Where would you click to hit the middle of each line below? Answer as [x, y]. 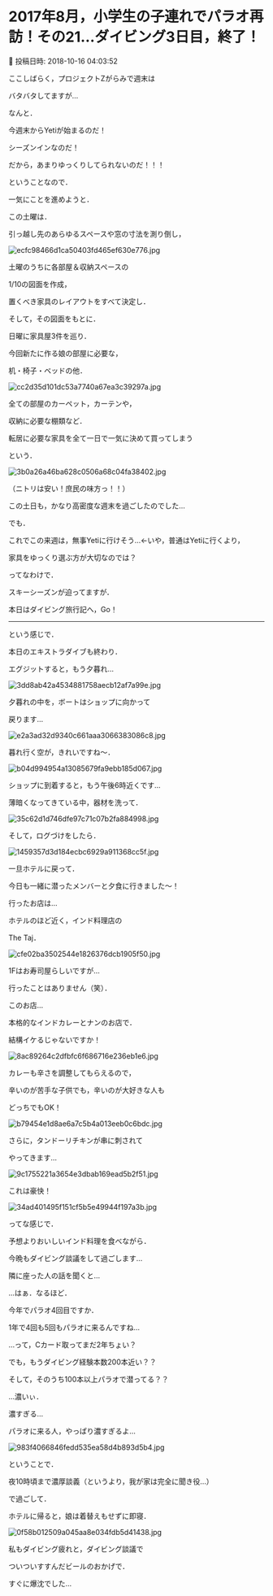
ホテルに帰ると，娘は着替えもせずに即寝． [80, 1516]
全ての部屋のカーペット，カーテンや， [72, 403]
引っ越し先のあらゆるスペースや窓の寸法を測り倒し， [97, 233]
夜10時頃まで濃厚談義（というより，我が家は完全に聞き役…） [111, 1481]
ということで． [33, 1463]
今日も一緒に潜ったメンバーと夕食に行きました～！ [94, 885]
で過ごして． [30, 1498]
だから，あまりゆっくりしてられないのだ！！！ [87, 164]
